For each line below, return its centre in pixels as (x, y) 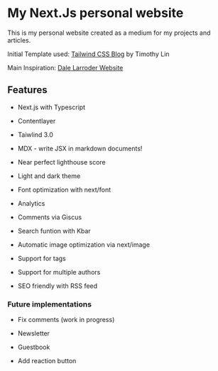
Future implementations (50, 304)
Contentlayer (37, 121)
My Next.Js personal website (96, 13)
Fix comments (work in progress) (66, 320)
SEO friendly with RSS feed (58, 286)
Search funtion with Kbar (54, 231)
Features (27, 90)
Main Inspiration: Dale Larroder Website (65, 67)
